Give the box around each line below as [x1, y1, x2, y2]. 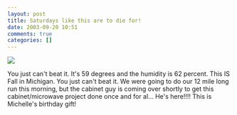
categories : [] [7, 37, 53, 44]
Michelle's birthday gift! [7, 100, 77, 109]
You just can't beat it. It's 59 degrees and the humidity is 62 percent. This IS [7, 70, 230, 78]
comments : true [7, 30, 53, 38]
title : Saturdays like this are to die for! [7, 17, 142, 24]
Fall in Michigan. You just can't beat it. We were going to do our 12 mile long [7, 77, 229, 86]
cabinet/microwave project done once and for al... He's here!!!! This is [7, 92, 212, 101]
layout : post [7, 10, 46, 18]
